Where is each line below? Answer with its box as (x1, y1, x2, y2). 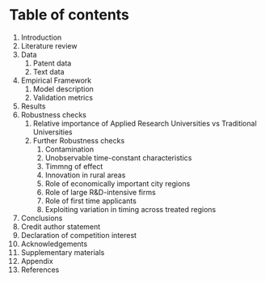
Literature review (20, 40, 78, 50)
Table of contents (9, 6, 130, 24)
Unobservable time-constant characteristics (44, 152, 192, 163)
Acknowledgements (20, 239, 88, 249)
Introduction (20, 32, 62, 42)
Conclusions (20, 213, 63, 223)
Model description (32, 83, 94, 94)
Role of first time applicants (44, 196, 137, 206)
